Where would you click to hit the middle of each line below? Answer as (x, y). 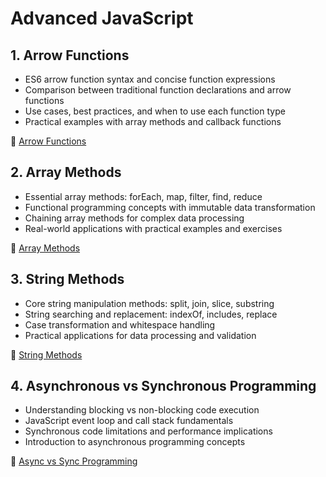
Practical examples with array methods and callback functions (153, 121)
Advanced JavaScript (102, 18)
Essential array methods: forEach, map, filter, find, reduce (143, 196)
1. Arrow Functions (70, 55)
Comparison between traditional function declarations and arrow (158, 90)
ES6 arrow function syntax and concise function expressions (150, 79)
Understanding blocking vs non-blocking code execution (142, 410)
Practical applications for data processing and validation (140, 335)
